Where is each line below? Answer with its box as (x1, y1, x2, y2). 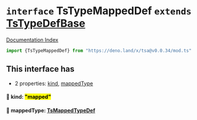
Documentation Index (6, 36, 59, 43)
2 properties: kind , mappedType (14, 80, 93, 87)
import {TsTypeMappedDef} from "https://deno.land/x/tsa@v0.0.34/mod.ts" (6, 47, 192, 54)
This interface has (6, 64, 75, 74)
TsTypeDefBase (6, 17, 86, 30)
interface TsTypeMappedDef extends (6, 4, 192, 18)
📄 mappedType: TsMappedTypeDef (6, 106, 96, 113)
